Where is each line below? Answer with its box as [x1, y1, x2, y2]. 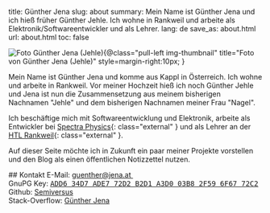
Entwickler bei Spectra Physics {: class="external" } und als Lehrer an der [8, 122, 251, 131]
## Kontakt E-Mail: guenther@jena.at [8, 170, 131, 179]
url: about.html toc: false [8, 32, 89, 42]
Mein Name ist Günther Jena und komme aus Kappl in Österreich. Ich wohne [8, 72, 263, 81]
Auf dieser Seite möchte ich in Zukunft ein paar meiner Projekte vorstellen [8, 146, 254, 155]
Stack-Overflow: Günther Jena [8, 196, 110, 205]
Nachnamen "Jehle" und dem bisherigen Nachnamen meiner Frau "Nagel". [8, 98, 256, 107]
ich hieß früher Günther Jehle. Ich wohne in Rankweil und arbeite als [8, 15, 235, 25]
